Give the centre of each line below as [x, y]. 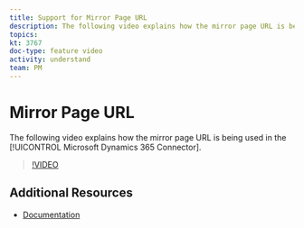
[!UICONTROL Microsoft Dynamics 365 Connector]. [105, 147]
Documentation [51, 214]
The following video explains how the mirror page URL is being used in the [148, 137]
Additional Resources [71, 193]
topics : [24, 34]
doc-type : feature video [56, 51]
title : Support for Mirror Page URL [78, 18]
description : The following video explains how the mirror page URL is [147, 26]
